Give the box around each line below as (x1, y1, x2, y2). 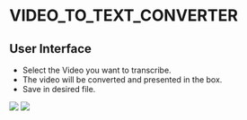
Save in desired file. (22, 84, 96, 94)
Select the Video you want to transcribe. (22, 64, 172, 75)
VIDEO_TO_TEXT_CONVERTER (9, 5, 238, 26)
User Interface (9, 41, 93, 56)
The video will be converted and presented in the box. (22, 74, 223, 85)
